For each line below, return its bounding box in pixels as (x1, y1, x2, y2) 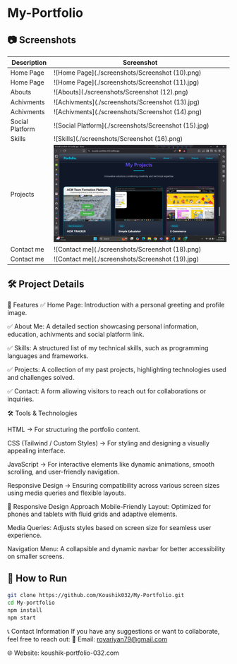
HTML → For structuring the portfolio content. (7, 425, 140, 434)
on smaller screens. (7, 552, 65, 560)
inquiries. (7, 395, 35, 403)
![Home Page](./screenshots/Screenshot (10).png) (54, 68, 202, 77)
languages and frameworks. (7, 351, 89, 360)
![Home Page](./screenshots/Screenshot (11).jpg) (54, 78, 200, 86)
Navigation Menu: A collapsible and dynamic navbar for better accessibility (7, 544, 226, 553)
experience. (7, 531, 42, 539)
